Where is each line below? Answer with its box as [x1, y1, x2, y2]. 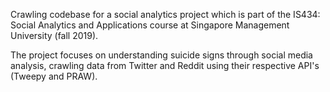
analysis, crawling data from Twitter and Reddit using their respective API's [10, 60, 320, 71]
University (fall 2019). [10, 30, 99, 41]
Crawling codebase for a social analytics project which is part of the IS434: [10, 9, 321, 20]
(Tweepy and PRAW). [10, 70, 98, 82]
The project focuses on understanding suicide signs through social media [10, 49, 313, 61]
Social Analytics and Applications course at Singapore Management [10, 19, 290, 31]
